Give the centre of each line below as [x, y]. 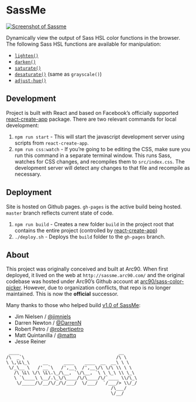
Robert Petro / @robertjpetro [49, 329]
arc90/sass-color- [162, 281]
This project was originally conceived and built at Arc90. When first [87, 269]
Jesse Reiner [30, 342]
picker [13, 288]
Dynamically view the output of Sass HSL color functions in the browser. [93, 38]
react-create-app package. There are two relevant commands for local [91, 119]
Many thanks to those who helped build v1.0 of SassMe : [73, 305]
